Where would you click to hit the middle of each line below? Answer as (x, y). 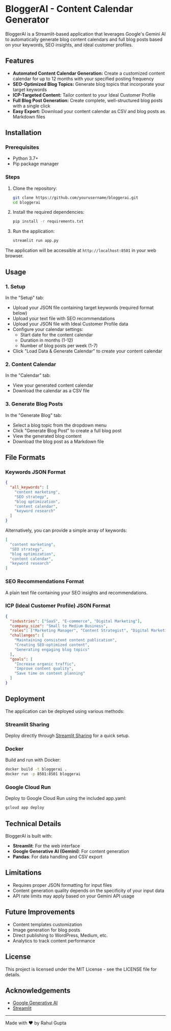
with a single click (31, 106)
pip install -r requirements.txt (48, 221)
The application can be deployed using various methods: (65, 711)
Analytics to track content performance (54, 940)
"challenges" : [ (27, 635)
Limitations (23, 873)
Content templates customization (47, 924)
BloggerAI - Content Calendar (69, 9)
